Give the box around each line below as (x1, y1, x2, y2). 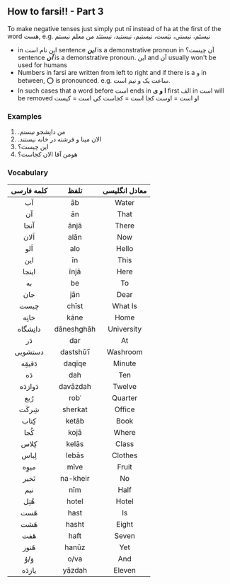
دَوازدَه (19, 382, 39, 392)
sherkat (62, 404, 88, 414)
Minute (113, 358, 137, 368)
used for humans (17, 60, 67, 69)
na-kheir (59, 474, 90, 484)
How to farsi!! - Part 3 (7, 6, 104, 18)
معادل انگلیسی (102, 186, 147, 196)
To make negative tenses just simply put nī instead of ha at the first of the (7, 24, 222, 33)
